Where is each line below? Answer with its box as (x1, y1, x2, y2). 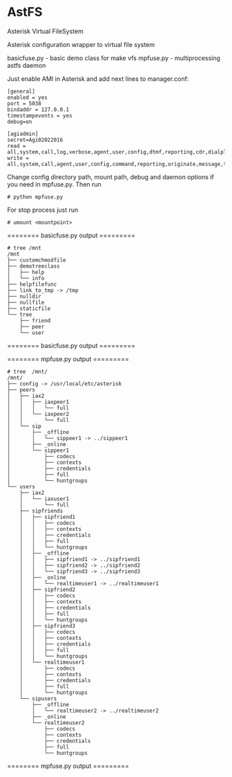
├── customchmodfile (7, 257, 67, 264)
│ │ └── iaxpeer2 (7, 410, 70, 417)
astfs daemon (7, 61, 46, 69)
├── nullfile (7, 299, 45, 306)
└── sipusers (19, 695, 57, 702)
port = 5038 (7, 100, 41, 107)
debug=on (7, 118, 32, 125)
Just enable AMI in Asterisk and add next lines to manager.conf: (7, 74, 189, 83)
